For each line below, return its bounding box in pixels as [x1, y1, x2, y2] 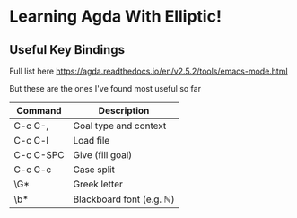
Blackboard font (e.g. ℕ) [73, 193, 175, 205]
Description [98, 105, 150, 117]
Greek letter [73, 178, 124, 190]
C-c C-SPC [13, 149, 65, 161]
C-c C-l [13, 135, 49, 146]
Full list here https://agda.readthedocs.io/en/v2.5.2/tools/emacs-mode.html [9, 65, 289, 76]
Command [16, 105, 62, 117]
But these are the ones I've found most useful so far [9, 83, 202, 93]
